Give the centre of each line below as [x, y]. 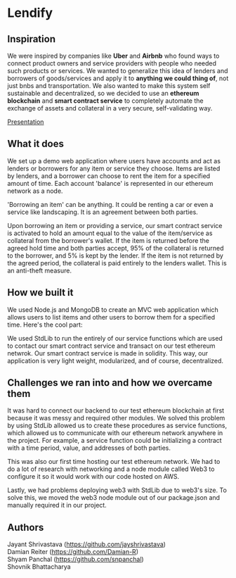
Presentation [26, 122]
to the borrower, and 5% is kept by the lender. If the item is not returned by [115, 256]
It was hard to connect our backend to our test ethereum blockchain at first [116, 410]
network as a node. [35, 191]
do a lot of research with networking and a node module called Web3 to [111, 469]
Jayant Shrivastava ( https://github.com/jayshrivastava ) [87, 544]
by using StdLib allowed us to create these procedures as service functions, [117, 426]
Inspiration [32, 39]
